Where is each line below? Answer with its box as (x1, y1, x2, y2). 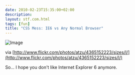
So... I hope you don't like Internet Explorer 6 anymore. (5, 64, 118, 70)
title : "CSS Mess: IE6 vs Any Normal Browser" (5, 26, 104, 31)
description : (5, 12, 32, 17)
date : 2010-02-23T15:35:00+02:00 (5, 7, 75, 12)
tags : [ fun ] (5, 21, 30, 26)
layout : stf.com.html (5, 16, 50, 21)
